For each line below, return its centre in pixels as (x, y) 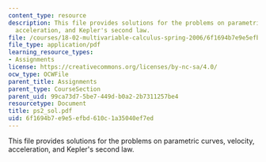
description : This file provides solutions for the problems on (116, 23)
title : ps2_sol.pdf (40, 111)
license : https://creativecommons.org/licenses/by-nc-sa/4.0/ (113, 67)
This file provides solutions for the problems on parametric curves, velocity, (131, 141)
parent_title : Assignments (53, 81)
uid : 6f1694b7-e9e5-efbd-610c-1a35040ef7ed (81, 119)
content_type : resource (47, 15)
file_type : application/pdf (55, 45)
